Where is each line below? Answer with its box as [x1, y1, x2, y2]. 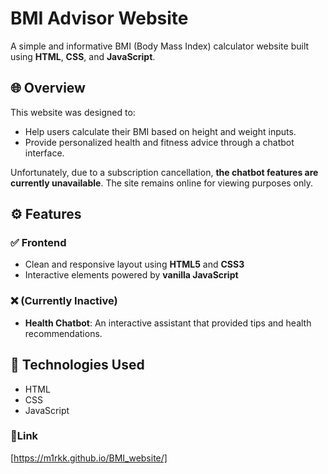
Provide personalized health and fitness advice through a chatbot [24, 136, 295, 148]
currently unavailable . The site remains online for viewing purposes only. [10, 177, 314, 189]
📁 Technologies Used [10, 357, 145, 374]
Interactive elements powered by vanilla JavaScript [24, 269, 239, 281]
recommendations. [24, 327, 103, 339]
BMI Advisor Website [10, 7, 189, 30]
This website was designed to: [10, 106, 136, 118]
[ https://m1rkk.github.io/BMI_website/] [10, 452, 168, 464]
